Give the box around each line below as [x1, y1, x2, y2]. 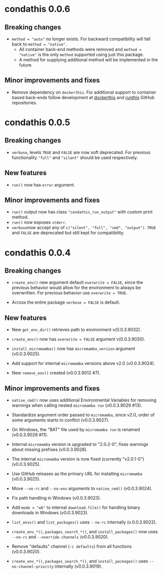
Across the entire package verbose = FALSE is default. [11, 299, 120, 305]
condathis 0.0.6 [4, 3, 70, 15]
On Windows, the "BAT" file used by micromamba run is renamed [11, 427, 140, 433]
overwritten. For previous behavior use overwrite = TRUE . [11, 290, 128, 296]
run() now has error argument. [11, 182, 75, 187]
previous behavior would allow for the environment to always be [11, 285, 141, 290]
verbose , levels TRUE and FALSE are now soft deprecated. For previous [11, 149, 151, 155]
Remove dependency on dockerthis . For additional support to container [11, 89, 157, 95]
